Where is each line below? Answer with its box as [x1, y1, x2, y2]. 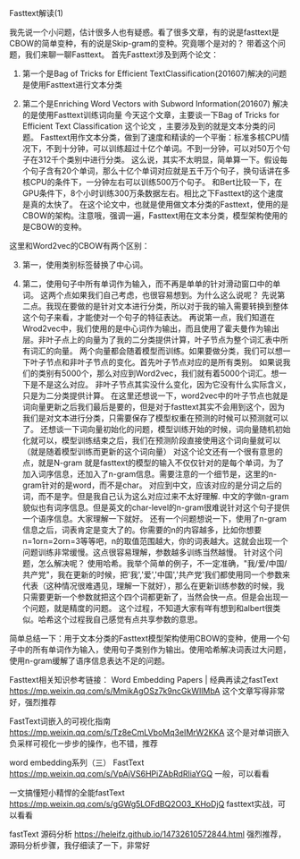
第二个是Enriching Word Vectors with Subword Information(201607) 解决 [21, 98, 288, 109]
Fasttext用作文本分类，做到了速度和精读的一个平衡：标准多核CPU [39, 132, 282, 142]
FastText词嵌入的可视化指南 [9, 716, 112, 727]
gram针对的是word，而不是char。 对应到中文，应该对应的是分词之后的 [21, 480, 283, 490]
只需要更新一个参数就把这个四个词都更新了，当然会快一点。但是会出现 [21, 591, 281, 602]
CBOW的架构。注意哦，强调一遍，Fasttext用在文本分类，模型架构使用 [21, 210, 280, 221]
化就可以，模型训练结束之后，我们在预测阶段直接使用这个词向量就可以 [21, 435, 281, 446]
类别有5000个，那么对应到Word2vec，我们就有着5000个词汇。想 [37, 368, 279, 378]
